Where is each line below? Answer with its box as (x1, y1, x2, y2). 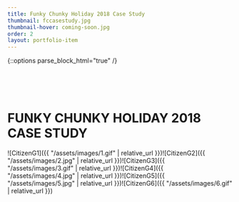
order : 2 (7, 30, 34, 38)
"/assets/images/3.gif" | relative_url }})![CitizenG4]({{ (7, 164, 164, 173)
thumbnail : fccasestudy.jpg (7, 17, 91, 24)
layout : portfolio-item (7, 37, 78, 44)
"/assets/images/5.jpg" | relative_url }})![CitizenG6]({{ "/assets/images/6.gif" (7, 179, 233, 188)
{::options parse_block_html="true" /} (7, 56, 118, 65)
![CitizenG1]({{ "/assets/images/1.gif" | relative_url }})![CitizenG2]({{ (7, 149, 205, 157)
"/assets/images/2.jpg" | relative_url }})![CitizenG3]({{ (7, 156, 166, 165)
